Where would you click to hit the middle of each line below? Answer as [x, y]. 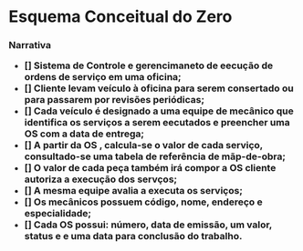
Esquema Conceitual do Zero [120, 17]
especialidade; [58, 214]
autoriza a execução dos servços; [101, 179]
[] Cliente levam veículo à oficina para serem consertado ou [159, 88]
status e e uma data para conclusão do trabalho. [133, 236]
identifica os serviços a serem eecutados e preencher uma [157, 123]
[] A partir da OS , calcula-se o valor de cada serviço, [144, 146]
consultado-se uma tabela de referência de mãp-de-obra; [155, 156]
